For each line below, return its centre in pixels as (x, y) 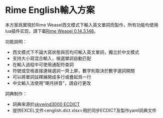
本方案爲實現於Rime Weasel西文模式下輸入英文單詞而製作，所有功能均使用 (82, 25)
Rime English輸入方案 (50, 10)
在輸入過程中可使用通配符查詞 (43, 64)
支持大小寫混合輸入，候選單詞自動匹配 (52, 58)
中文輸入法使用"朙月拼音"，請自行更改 (52, 83)
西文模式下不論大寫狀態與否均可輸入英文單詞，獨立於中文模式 (76, 52)
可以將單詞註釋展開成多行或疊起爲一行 (52, 77)
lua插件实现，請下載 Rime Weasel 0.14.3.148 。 (52, 31)
